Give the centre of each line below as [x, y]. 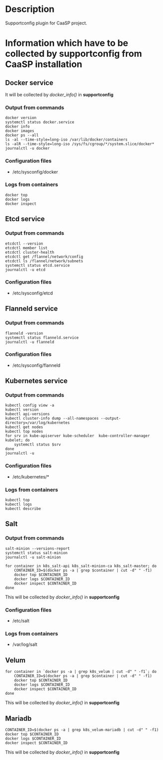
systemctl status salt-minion [37, 553]
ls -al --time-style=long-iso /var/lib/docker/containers [66, 140]
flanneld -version [24, 333]
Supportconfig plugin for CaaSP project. [46, 23]
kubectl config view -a [30, 405]
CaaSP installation [44, 65]
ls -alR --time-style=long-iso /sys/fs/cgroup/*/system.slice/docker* [80, 144]
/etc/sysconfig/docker [35, 172]
